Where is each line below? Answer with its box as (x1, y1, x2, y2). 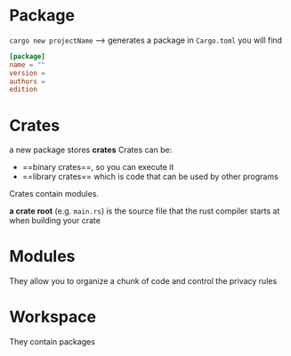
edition (9, 85, 38, 94)
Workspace (9, 307, 96, 328)
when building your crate (9, 215, 101, 226)
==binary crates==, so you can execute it (21, 162, 174, 173)
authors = (9, 77, 46, 85)
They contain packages (9, 336, 96, 347)
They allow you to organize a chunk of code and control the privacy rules (9, 276, 278, 287)
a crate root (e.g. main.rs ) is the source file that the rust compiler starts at (9, 206, 280, 216)
